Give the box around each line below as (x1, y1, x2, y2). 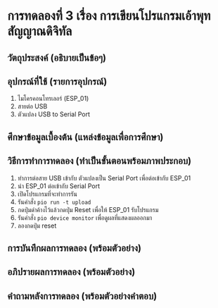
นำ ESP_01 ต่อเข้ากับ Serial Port (17, 181, 101, 190)
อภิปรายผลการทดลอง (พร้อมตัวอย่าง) (7, 266, 136, 278)
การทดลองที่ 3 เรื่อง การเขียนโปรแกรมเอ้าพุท (7, 8, 211, 24)
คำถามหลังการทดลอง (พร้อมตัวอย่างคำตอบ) (7, 290, 158, 302)
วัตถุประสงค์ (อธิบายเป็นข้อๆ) (7, 51, 107, 63)
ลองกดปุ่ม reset (17, 221, 57, 230)
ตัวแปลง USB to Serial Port (17, 110, 90, 118)
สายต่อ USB (17, 102, 48, 111)
